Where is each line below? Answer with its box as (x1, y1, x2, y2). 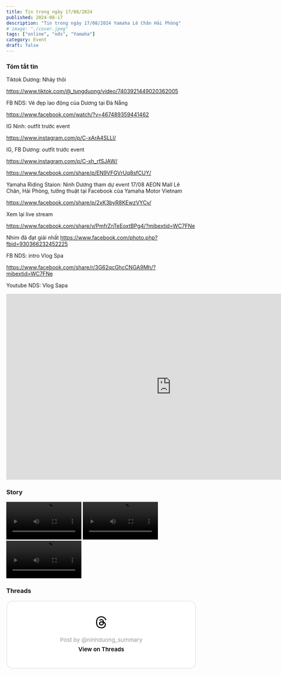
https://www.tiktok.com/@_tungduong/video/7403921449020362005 (6, 88, 178, 95)
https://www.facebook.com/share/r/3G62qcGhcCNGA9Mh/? (6, 264, 156, 271)
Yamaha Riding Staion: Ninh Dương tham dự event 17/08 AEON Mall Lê (6, 181, 180, 188)
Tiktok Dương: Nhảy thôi (6, 76, 66, 83)
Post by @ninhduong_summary (59, 636, 143, 644)
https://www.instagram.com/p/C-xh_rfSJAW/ (6, 158, 118, 165)
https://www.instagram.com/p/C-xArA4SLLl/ (6, 134, 116, 142)
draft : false (6, 43, 39, 49)
